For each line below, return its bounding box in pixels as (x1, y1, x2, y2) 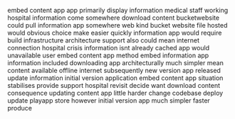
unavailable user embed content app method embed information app (7, 51, 209, 59)
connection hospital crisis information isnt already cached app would (7, 44, 210, 52)
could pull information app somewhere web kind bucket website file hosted (7, 21, 228, 29)
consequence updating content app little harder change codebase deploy (7, 89, 224, 97)
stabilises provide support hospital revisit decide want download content (7, 81, 221, 89)
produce (7, 104, 33, 112)
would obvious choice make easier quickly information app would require (7, 28, 222, 37)
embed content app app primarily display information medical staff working (7, 6, 229, 14)
